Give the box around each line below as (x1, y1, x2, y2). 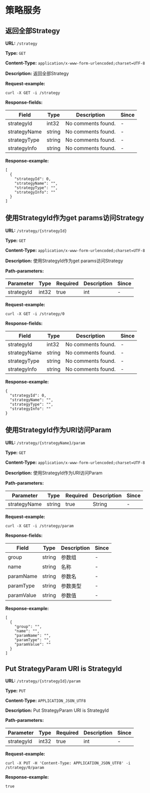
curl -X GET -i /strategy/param (5, 523, 74, 528)
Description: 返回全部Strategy (5, 71, 69, 76)
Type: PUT (5, 688, 26, 694)
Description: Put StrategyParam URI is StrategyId (5, 707, 109, 714)
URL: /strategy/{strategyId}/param (5, 678, 81, 684)
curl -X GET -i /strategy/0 (5, 311, 65, 316)
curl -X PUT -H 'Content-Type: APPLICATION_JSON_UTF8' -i (5, 760, 131, 766)
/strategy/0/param (5, 765, 44, 770)
